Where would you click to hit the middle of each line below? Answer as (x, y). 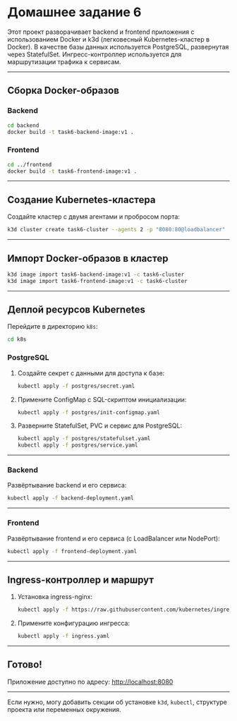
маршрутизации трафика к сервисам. (64, 61)
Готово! (25, 665)
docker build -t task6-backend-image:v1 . (71, 132)
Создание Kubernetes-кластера (81, 199)
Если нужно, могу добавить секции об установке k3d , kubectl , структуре (117, 702)
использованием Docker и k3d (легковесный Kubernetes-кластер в (109, 39)
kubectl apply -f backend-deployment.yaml (71, 498)
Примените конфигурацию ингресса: (74, 623)
